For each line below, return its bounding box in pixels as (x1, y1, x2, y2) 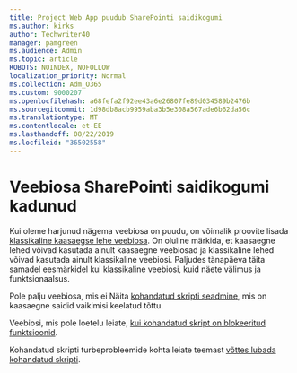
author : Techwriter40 (9, 30, 91, 39)
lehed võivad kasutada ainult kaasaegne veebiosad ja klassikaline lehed (9, 244, 275, 256)
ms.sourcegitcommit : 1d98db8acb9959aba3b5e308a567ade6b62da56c (9, 105, 251, 114)
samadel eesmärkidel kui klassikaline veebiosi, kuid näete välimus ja (9, 264, 262, 274)
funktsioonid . (9, 326, 58, 337)
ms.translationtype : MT (9, 113, 99, 122)
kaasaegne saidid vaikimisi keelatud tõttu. (9, 299, 164, 310)
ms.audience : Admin (9, 47, 83, 56)
